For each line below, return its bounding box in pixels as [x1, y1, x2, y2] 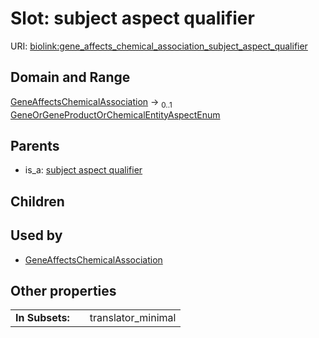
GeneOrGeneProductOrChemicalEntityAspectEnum [10, 108, 221, 121]
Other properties [10, 282, 117, 299]
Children [10, 193, 65, 210]
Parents [10, 137, 60, 154]
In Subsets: [15, 311, 70, 325]
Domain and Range [10, 69, 131, 86]
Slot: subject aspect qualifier [10, 7, 255, 30]
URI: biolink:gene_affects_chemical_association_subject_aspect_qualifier [10, 40, 308, 52]
